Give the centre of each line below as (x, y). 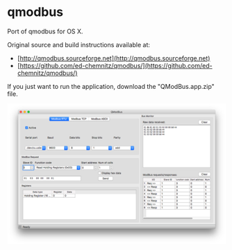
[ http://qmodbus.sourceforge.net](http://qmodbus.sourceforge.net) (114, 58)
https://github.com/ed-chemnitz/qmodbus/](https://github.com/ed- (116, 65)
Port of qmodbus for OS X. (45, 31)
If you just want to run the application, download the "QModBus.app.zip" (111, 86)
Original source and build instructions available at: (79, 44)
